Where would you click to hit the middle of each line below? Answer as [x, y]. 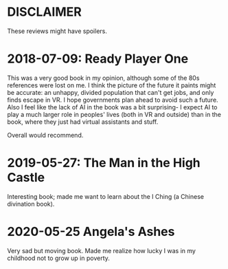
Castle [26, 178]
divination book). [31, 204]
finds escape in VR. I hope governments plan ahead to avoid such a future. [113, 100]
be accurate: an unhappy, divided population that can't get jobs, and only [111, 92]
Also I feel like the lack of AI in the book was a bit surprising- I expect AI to [112, 107]
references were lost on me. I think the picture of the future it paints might [112, 85]
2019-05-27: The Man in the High [104, 163]
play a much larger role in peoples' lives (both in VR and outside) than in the [114, 114]
